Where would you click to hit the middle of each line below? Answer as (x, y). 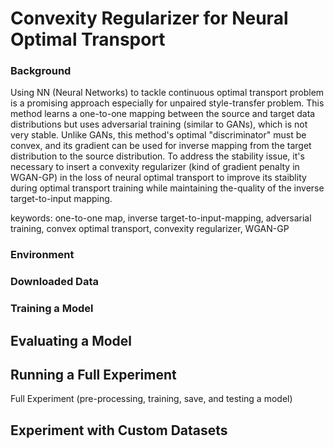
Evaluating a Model (71, 340)
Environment (42, 255)
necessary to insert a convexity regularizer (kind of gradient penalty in (155, 167)
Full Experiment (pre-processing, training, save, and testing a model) (151, 399)
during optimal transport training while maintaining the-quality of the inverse (167, 188)
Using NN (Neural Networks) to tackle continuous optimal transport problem (167, 93)
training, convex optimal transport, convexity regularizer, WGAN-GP (150, 229)
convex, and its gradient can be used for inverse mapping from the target (161, 146)
